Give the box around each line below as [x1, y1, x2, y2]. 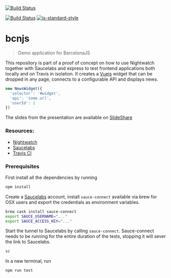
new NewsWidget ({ [5, 86, 42, 91]
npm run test [5, 268, 33, 273]
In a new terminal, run [5, 258, 51, 264]
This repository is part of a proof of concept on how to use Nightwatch [5, 60, 155, 66]
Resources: [5, 127, 34, 135]
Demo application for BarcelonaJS [17, 49, 91, 56]
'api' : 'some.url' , [10, 96, 52, 101]
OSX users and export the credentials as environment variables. [5, 199, 140, 205]
